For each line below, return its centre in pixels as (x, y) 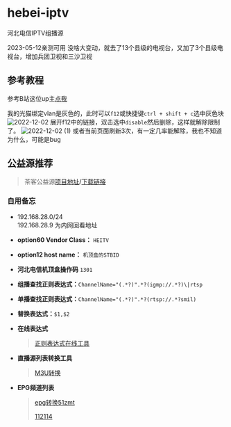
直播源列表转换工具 (45, 358)
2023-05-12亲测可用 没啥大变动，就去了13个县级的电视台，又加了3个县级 (112, 47)
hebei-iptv (38, 13)
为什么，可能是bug (34, 139)
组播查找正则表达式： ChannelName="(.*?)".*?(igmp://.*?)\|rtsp (110, 284)
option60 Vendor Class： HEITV (63, 240)
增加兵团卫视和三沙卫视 (59, 56)
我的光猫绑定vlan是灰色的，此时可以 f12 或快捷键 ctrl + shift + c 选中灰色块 (115, 113)
